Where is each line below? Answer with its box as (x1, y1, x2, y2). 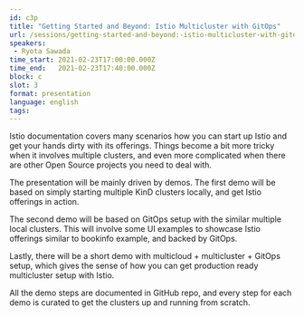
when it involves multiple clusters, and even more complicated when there (9, 150, 287, 161)
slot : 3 (9, 81, 39, 90)
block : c (9, 72, 43, 82)
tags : (9, 106, 30, 115)
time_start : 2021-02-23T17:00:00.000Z (9, 55, 156, 64)
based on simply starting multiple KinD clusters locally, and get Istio (9, 187, 262, 197)
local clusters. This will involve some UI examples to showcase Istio (9, 224, 261, 235)
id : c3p (9, 13, 39, 23)
